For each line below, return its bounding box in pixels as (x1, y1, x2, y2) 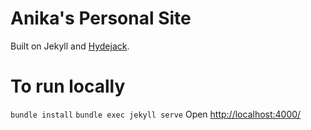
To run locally (10, 75, 126, 98)
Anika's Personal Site (10, 7, 192, 30)
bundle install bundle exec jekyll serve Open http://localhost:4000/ (10, 108, 302, 120)
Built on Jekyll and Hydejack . (10, 40, 130, 52)
